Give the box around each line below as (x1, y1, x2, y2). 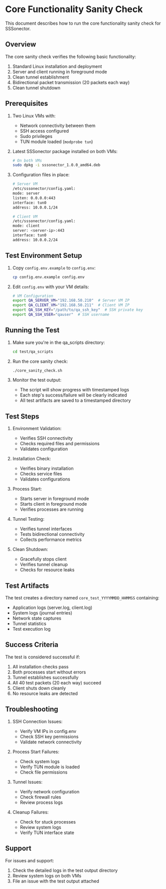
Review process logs (20, 799, 63, 805)
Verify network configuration (20, 788, 80, 794)
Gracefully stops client (20, 556, 67, 562)
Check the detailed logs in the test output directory (12, 867, 118, 873)
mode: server (12, 191, 40, 196)
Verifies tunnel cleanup (20, 562, 68, 568)
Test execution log (12, 626, 51, 632)
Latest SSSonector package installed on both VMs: (12, 148, 118, 154)
